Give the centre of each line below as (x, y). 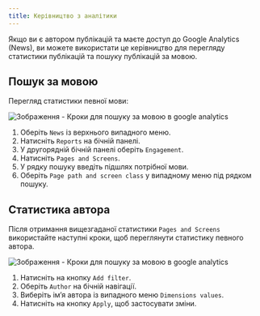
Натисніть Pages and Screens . (70, 158)
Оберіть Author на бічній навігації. (78, 286)
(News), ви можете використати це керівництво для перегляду (117, 47)
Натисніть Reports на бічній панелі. (80, 141)
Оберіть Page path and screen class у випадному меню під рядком (136, 176)
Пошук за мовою (53, 82)
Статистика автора (59, 209)
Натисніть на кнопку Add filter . (75, 278)
